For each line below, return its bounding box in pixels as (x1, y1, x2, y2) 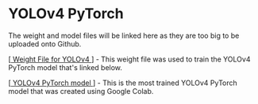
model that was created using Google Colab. (8, 86, 154, 95)
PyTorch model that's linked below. (8, 62, 123, 72)
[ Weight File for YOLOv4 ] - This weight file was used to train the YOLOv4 (8, 54, 251, 64)
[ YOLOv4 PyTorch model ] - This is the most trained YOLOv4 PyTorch (8, 78, 238, 87)
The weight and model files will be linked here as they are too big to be (8, 31, 240, 40)
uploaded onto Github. (8, 39, 82, 48)
